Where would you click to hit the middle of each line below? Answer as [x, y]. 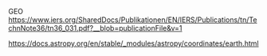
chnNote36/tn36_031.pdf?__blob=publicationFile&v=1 [95, 28]
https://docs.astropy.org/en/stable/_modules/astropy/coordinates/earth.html [133, 43]
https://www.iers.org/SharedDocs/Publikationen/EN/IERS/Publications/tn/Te [133, 20]
